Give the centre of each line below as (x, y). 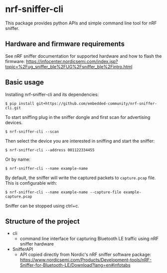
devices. (14, 122)
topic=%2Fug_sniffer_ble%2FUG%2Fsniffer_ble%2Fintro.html (69, 66)
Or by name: (18, 159)
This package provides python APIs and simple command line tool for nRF (81, 23)
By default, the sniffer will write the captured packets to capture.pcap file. (81, 178)
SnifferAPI (23, 249)
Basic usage (24, 83)
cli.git (13, 108)
